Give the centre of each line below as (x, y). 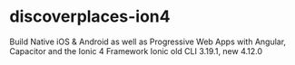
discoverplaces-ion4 (90, 17)
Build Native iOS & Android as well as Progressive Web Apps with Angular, (148, 42)
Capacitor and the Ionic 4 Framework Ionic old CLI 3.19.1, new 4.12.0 (136, 51)
